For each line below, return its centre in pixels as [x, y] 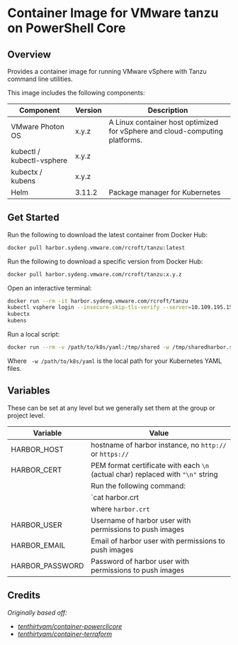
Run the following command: [138, 486]
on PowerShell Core [67, 28]
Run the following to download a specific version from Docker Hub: [105, 261]
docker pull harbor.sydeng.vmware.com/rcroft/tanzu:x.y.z [95, 274]
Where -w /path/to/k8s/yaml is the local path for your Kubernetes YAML [115, 361]
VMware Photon [38, 127]
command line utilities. [40, 79]
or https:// [110, 454]
